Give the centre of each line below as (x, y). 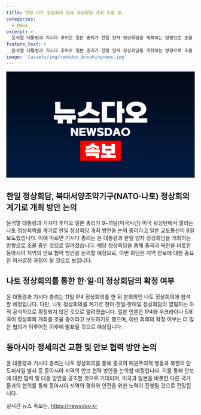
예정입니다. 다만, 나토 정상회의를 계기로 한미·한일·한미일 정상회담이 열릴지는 (100, 304)
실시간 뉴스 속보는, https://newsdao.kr (52, 405)
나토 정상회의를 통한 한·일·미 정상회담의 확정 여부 (90, 281)
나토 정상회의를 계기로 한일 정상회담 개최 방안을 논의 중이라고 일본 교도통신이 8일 (100, 230)
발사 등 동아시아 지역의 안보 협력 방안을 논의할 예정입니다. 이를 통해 (105, 370)
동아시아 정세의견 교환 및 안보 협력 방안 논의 (81, 348)
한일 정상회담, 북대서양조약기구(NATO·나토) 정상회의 (98, 196)
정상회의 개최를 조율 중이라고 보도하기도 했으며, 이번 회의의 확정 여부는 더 (103, 319)
